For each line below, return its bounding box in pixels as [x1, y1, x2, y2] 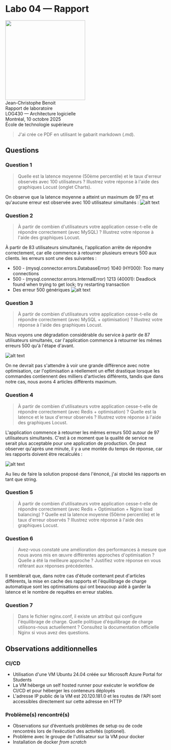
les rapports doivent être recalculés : [5, 451, 83, 457]
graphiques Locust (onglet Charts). [17, 184, 92, 190]
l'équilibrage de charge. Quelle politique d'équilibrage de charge [17, 619, 153, 625]
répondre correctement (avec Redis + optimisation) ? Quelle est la [17, 408, 157, 415]
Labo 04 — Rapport [5, 3, 89, 15]
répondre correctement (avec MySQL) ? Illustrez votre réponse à [17, 229, 154, 235]
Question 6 [5, 535, 33, 542]
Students [12, 677, 32, 683]
